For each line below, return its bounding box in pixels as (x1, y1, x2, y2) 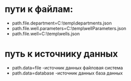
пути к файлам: (5, 3, 74, 15)
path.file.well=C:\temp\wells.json (12, 30, 80, 36)
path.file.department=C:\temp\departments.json (12, 20, 112, 26)
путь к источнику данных (5, 48, 118, 59)
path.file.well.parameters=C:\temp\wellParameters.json (12, 25, 126, 31)
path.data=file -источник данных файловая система (12, 64, 123, 70)
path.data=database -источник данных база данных (12, 70, 123, 76)
